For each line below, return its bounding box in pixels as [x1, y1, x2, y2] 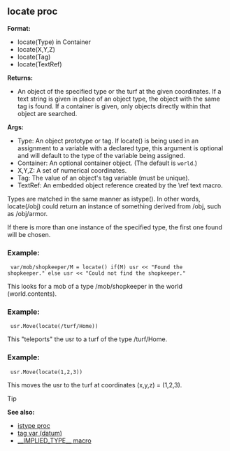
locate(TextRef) [17, 59, 62, 69]
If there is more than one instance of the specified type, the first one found [7, 223, 222, 231]
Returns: [7, 73, 34, 82]
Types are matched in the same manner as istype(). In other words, [7, 194, 201, 203]
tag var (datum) [17, 429, 63, 437]
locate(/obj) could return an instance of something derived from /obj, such [7, 202, 222, 210]
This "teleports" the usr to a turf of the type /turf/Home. [7, 335, 168, 343]
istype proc [17, 421, 50, 429]
